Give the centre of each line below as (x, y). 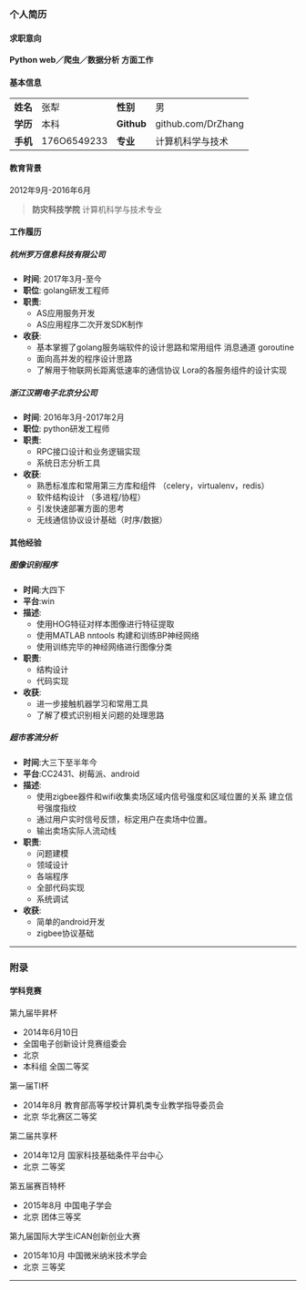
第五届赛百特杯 (37, 1185)
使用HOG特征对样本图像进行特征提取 (105, 624)
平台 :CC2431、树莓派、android (81, 773)
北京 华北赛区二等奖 (60, 1116)
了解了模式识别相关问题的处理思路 (100, 715)
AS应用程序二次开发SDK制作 (90, 324)
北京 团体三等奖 (52, 1216)
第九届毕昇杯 (33, 1012)
